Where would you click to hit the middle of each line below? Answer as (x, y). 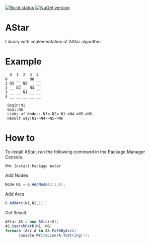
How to (20, 138)
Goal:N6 (15, 109)
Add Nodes (17, 175)
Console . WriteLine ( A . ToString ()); (54, 236)
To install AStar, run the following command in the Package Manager (75, 152)
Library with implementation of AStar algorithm (53, 41)
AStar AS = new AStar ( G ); (32, 222)
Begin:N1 (16, 105)
